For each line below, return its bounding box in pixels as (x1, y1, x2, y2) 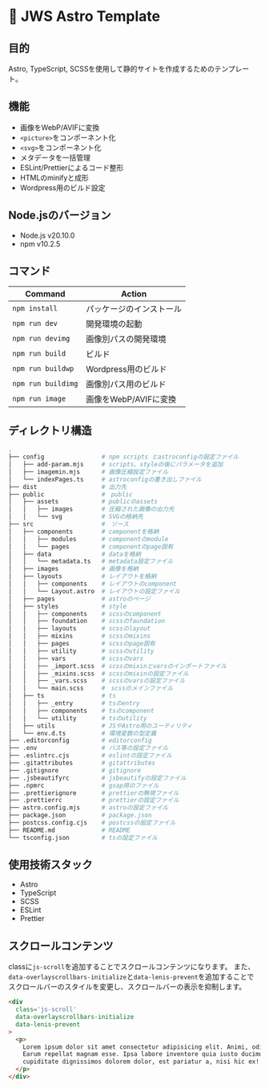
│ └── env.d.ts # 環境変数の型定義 (8, 729, 157, 737)
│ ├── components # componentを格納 (8, 528, 159, 536)
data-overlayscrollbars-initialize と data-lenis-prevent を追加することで (8, 972, 255, 982)
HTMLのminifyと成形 (19, 173, 90, 182)
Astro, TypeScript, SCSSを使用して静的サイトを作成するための (8, 64, 215, 73)
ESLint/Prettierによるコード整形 (19, 162, 124, 172)
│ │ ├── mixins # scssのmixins (8, 632, 151, 641)
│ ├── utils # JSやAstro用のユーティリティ (8, 722, 194, 730)
